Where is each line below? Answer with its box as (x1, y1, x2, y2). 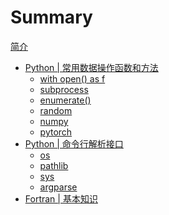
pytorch (39, 126, 73, 138)
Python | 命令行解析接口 (24, 137, 124, 150)
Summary (10, 6, 93, 29)
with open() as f (39, 72, 106, 85)
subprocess (39, 83, 89, 95)
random (39, 104, 73, 116)
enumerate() (39, 94, 92, 106)
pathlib (39, 159, 69, 171)
